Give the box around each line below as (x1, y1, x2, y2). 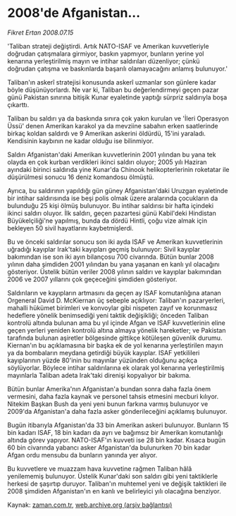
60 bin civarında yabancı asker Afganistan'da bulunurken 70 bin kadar (7, 443, 211, 452)
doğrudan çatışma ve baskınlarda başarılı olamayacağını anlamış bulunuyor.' (7, 64, 228, 73)
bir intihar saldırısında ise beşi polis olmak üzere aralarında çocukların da (7, 194, 218, 202)
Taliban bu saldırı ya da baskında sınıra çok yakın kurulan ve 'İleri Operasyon (7, 114, 229, 123)
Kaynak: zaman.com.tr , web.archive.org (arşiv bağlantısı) (7, 500, 173, 509)
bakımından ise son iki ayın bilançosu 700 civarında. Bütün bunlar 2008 (7, 252, 214, 261)
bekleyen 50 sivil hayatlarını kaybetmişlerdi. (7, 223, 134, 232)
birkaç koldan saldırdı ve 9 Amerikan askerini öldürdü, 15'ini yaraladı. (7, 129, 206, 137)
